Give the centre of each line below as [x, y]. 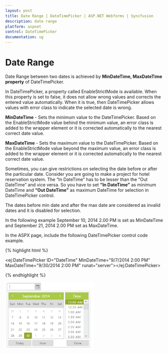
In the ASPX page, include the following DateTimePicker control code [76, 235]
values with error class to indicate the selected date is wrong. [69, 107]
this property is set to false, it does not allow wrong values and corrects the [83, 97]
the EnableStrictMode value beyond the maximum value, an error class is [81, 148]
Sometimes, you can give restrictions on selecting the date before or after [81, 169]
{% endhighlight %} [26, 275]
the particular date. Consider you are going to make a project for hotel [77, 174]
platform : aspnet [23, 27]
